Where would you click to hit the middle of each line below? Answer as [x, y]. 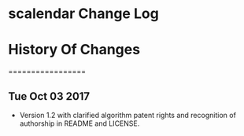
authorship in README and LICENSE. [79, 123]
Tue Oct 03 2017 [49, 96]
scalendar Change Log [83, 14]
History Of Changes [74, 50]
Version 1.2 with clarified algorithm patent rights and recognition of [128, 115]
